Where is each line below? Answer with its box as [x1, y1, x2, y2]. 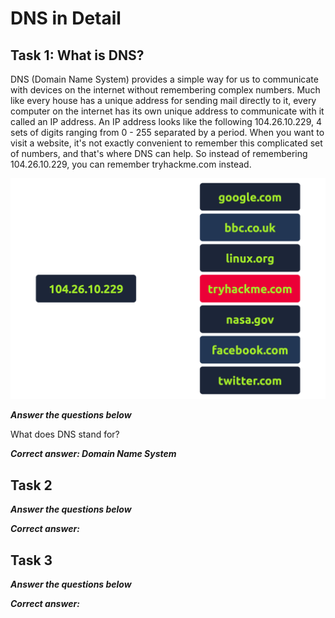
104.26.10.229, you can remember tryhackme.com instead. [10, 158, 252, 170]
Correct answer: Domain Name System [10, 448, 177, 460]
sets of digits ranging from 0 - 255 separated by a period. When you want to [10, 127, 325, 138]
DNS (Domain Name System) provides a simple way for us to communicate [10, 73, 319, 85]
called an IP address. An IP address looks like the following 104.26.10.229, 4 [10, 116, 322, 127]
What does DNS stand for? [10, 428, 120, 441]
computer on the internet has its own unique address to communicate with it [10, 105, 325, 117]
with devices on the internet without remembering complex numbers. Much [10, 84, 321, 96]
